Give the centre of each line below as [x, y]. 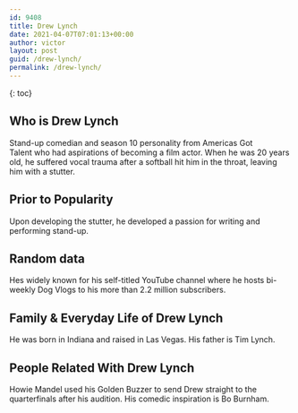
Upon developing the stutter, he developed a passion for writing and [135, 221]
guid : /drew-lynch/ [46, 59]
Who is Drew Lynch [64, 121]
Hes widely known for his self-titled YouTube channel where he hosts [137, 280]
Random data [47, 258]
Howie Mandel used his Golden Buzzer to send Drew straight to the [133, 389]
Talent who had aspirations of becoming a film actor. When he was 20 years [149, 152]
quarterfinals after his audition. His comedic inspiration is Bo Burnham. [140, 399]
